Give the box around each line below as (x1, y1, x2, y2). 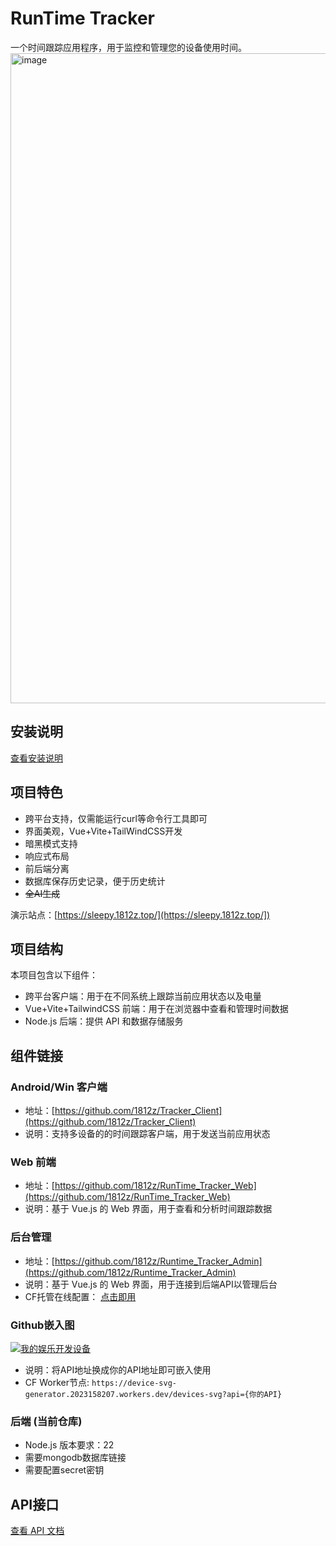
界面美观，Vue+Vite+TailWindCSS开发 (24, 825, 183, 837)
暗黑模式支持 (24, 837, 78, 849)
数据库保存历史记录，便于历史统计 (24, 875, 166, 887)
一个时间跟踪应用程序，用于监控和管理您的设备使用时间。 (10, 41, 247, 53)
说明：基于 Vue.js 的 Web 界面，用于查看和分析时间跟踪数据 (24, 1203, 273, 1215)
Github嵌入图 (10, 1318, 75, 1332)
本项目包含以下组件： (10, 969, 98, 981)
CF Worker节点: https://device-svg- (24, 1376, 177, 1388)
